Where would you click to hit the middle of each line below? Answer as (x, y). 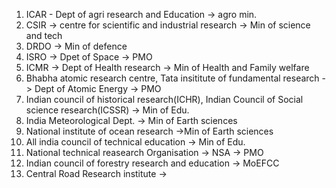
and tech (44, 35)
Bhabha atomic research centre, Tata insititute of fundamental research (172, 78)
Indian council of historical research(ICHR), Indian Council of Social (164, 99)
